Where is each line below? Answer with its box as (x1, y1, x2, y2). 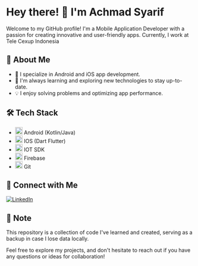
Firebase (23, 154, 46, 161)
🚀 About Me (6, 55, 51, 65)
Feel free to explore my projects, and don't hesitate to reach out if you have (6, 246, 191, 254)
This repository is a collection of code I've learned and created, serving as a (6, 229, 193, 236)
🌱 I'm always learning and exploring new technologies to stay (14, 77, 165, 84)
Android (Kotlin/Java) (23, 129, 76, 136)
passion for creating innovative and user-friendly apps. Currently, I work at (6, 31, 189, 38)
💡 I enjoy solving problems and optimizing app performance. (14, 89, 164, 97)
